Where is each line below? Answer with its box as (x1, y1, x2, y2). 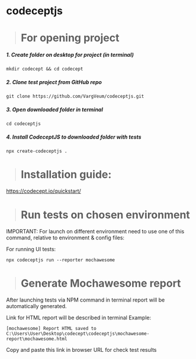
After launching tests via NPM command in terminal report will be (6, 296, 165, 303)
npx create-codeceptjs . (6, 148, 68, 155)
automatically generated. (6, 303, 67, 310)
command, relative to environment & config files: (6, 234, 125, 241)
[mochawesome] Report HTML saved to (6, 326, 97, 332)
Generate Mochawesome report (20, 277, 181, 290)
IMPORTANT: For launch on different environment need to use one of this (6, 228, 185, 235)
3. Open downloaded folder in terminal (6, 105, 104, 113)
